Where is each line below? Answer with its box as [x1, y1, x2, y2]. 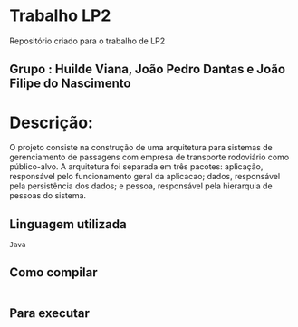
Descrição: [9, 112, 93, 132]
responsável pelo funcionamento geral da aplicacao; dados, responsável [9, 171, 281, 182]
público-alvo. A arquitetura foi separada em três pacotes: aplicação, [9, 161, 264, 172]
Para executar [9, 305, 91, 322]
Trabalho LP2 [9, 5, 111, 26]
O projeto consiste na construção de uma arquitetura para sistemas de [9, 142, 274, 153]
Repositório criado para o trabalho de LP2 [9, 35, 166, 46]
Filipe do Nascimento [9, 76, 131, 91]
